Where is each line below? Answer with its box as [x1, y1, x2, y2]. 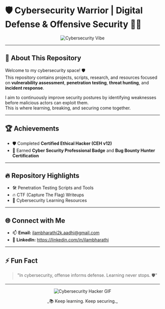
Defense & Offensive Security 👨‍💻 [5, 19, 142, 30]
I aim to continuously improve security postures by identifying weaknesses [5, 94, 157, 100]
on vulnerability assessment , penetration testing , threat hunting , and [5, 79, 149, 85]
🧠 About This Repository [5, 54, 82, 63]
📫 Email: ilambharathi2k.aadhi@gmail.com [12, 230, 100, 236]
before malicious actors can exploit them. [5, 100, 89, 105]
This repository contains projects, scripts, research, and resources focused [5, 74, 158, 80]
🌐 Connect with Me [5, 216, 65, 225]
